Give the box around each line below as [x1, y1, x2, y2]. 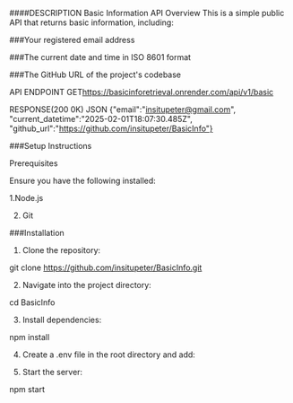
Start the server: [22, 367, 83, 377]
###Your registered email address [9, 35, 135, 45]
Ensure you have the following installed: [9, 175, 157, 186]
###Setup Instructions [9, 141, 92, 151]
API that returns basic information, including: [9, 17, 175, 28]
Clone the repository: [22, 245, 101, 255]
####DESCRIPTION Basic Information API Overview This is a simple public [9, 8, 285, 18]
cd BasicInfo [9, 297, 56, 308]
